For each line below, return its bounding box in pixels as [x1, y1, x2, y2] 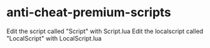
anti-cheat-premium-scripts [6, 5, 172, 20]
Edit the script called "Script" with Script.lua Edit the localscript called [6, 27, 204, 35]
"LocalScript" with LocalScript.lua [6, 34, 102, 42]
